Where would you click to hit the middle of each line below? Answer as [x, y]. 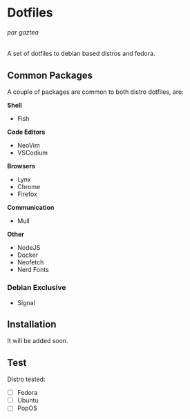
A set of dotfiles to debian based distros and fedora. [81, 54]
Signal [26, 302]
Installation [32, 324]
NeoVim [28, 146]
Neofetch [30, 262]
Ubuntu [28, 400]
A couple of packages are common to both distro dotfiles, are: [96, 92]
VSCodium [32, 153]
